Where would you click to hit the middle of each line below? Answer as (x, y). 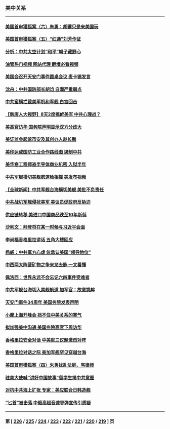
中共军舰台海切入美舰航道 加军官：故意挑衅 (50, 290)
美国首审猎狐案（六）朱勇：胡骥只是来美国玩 (52, 26)
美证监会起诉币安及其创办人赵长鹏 (41, 139)
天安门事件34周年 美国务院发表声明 (42, 302)
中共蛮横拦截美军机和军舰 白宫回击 (41, 102)
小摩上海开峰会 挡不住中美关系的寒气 (44, 315)
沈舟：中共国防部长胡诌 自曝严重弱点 (44, 89)
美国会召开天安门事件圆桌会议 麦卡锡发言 (48, 76)
